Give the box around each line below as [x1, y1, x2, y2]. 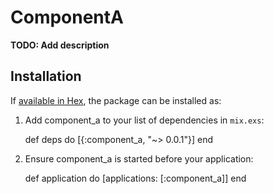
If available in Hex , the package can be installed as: [10, 94, 222, 106]
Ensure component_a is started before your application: [24, 152, 254, 165]
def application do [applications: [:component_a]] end [24, 172, 247, 184]
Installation [10, 68, 82, 85]
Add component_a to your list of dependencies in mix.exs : [24, 114, 265, 126]
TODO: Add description [10, 39, 110, 51]
